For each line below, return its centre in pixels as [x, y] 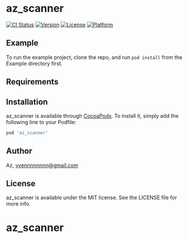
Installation [27, 102]
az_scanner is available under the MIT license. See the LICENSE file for [92, 197]
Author [19, 151]
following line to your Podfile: [41, 122]
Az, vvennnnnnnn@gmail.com [42, 165]
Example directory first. [34, 63]
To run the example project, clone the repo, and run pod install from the [94, 57]
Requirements [32, 82]
